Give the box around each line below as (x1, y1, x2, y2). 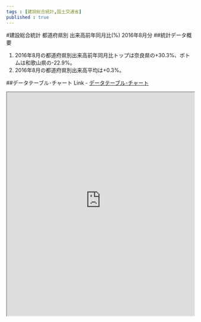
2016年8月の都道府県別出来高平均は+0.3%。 (14, 66, 125, 73)
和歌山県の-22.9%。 (25, 59, 76, 66)
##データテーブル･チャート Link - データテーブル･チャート (6, 79, 149, 86)
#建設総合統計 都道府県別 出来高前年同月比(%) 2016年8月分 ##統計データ (6, 31, 187, 39)
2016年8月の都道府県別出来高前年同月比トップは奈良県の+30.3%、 (14, 51, 180, 58)
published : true (6, 14, 49, 20)
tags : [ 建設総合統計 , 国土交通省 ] (6, 8, 82, 15)
